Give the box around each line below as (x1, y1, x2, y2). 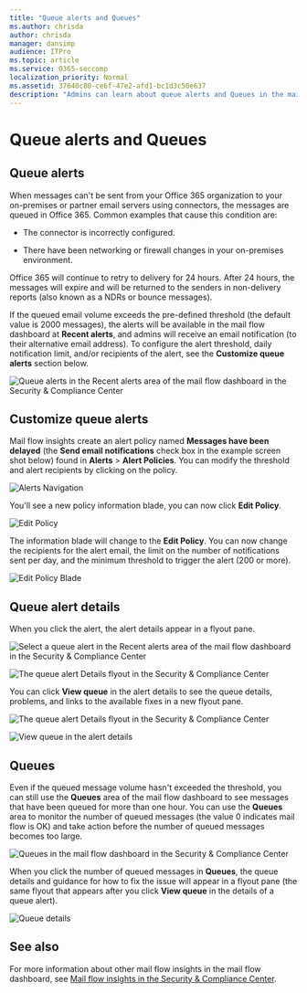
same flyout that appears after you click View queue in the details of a (9, 885, 274, 896)
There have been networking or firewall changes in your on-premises (22, 244, 284, 256)
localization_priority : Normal (9, 73, 129, 82)
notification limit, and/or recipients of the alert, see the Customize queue (9, 348, 285, 359)
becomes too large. (9, 830, 83, 841)
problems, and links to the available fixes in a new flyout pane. (9, 696, 244, 707)
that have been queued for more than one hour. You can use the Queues (9, 801, 283, 812)
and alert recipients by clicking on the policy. (9, 465, 178, 476)
